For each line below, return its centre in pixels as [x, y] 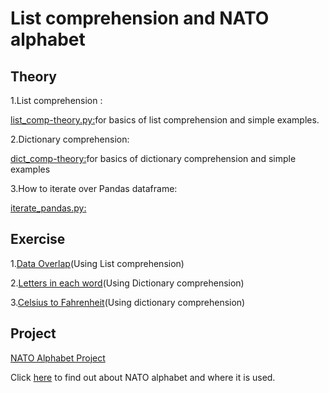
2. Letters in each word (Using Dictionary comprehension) [127, 283]
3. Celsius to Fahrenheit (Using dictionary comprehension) [128, 302]
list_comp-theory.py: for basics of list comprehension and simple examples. [165, 120]
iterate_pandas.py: [48, 208]
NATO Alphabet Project [58, 358]
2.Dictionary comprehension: [70, 139]
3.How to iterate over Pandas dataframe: [94, 188]
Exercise [38, 239]
